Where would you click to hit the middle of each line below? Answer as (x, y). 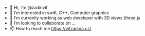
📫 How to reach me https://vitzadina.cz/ (50, 28)
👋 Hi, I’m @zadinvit (28, 8)
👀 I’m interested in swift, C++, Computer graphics (59, 13)
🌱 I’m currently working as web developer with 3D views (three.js (75, 18)
